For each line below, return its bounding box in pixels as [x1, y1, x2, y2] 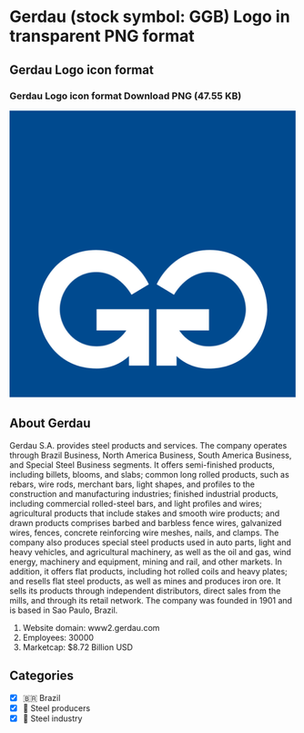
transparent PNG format [9, 26, 196, 46]
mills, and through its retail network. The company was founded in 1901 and [9, 594, 293, 605]
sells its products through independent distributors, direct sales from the [9, 585, 281, 596]
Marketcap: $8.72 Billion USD [22, 641, 134, 653]
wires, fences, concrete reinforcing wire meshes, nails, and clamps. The [9, 527, 279, 538]
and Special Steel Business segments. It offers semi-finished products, [9, 459, 276, 470]
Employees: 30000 [22, 632, 94, 643]
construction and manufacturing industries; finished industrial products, [9, 488, 279, 499]
